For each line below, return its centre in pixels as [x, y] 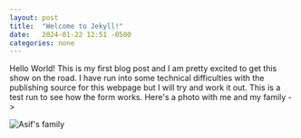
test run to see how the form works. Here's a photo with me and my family [148, 97]
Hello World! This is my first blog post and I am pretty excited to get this [143, 69]
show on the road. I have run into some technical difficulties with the [137, 78]
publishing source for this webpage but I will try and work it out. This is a [145, 87]
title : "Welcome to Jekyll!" [67, 26]
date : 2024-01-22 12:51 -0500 [70, 34]
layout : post [34, 18]
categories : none [42, 43]
